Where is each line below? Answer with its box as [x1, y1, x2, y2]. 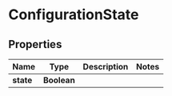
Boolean [42, 74, 76, 86]
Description [82, 62, 129, 72]
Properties [8, 38, 62, 51]
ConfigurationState [8, 6, 139, 24]
